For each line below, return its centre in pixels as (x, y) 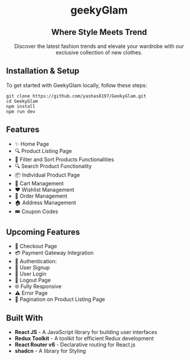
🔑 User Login (30, 274)
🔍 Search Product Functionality (53, 166)
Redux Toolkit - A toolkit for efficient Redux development (84, 338)
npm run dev (21, 112)
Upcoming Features (43, 232)
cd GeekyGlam (22, 101)
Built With (24, 318)
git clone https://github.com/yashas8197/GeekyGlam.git (76, 96)
